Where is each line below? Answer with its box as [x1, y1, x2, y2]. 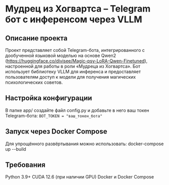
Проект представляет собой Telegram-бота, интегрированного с [5, 47, 145, 53]
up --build [5, 146, 26, 152]
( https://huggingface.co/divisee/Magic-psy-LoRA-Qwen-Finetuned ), [5, 58, 148, 64]
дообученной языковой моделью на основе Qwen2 [5, 52, 117, 58]
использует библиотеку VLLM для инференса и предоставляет [5, 69, 141, 75]
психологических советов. [5, 79, 63, 85]
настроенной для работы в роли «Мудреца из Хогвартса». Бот [5, 64, 140, 69]
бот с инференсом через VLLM [5, 14, 142, 25]
